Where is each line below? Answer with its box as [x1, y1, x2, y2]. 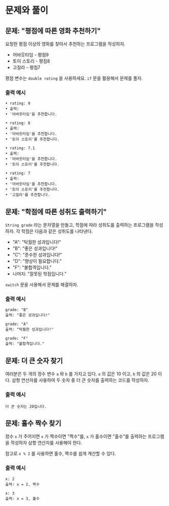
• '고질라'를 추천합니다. [5, 193, 51, 198]
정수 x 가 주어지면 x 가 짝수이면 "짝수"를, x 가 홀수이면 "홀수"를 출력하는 [5, 433, 147, 439]
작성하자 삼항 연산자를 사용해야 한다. [10, 440, 82, 446]
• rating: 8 [5, 120, 30, 126]
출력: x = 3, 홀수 [5, 496, 40, 501]
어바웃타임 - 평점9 [12, 52, 49, 57]
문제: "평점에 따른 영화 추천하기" [5, 26, 101, 35]
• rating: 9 [5, 101, 30, 106]
